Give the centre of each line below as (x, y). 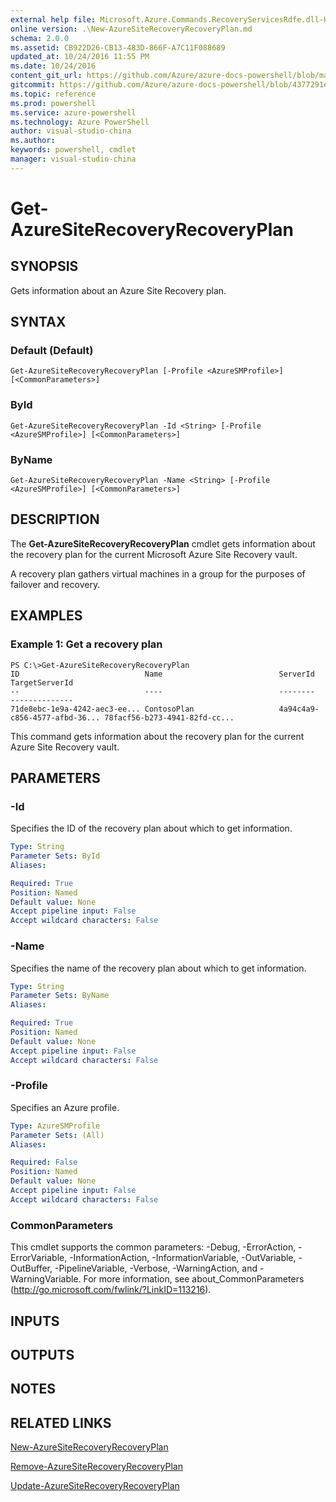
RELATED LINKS (61, 1422)
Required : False (44, 1162)
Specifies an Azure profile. (65, 1107)
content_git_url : (46, 76)
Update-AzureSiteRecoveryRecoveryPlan (95, 1486)
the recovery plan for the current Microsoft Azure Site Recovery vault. (154, 554)
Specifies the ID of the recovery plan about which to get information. (151, 828)
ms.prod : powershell (53, 103)
